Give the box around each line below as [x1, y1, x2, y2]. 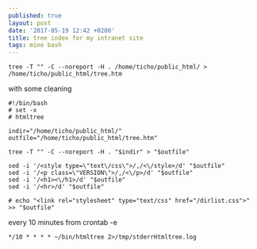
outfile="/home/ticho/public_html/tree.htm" [8, 134, 158, 142]
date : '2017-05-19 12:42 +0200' [8, 26, 115, 34]
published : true [8, 11, 62, 20]
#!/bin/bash [8, 99, 48, 107]
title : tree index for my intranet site [8, 33, 144, 42]
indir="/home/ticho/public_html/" [8, 127, 123, 135]
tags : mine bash [8, 41, 62, 49]
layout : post [8, 19, 52, 27]
